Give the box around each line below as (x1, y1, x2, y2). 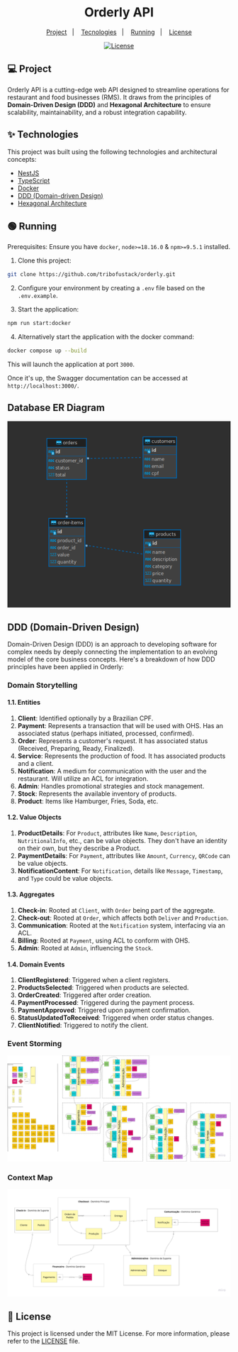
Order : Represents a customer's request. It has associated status (17, 736, 208, 745)
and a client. (17, 759, 55, 767)
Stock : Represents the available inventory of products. (17, 789, 177, 798)
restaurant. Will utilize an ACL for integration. (17, 774, 149, 783)
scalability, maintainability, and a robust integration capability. (7, 108, 187, 116)
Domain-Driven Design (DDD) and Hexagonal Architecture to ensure (7, 100, 211, 109)
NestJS (17, 168, 40, 177)
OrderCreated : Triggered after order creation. (17, 991, 152, 999)
